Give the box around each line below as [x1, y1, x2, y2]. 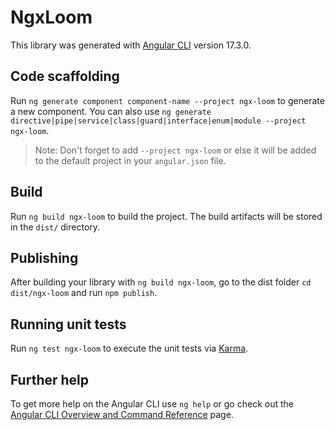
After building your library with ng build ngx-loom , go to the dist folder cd [10, 276, 312, 288]
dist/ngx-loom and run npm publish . [10, 287, 158, 299]
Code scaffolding [10, 68, 120, 85]
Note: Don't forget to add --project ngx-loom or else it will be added [34, 144, 317, 156]
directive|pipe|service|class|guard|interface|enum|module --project [10, 116, 307, 126]
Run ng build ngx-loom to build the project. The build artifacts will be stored [10, 210, 323, 222]
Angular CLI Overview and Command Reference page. [10, 409, 234, 420]
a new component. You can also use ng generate [10, 105, 212, 117]
